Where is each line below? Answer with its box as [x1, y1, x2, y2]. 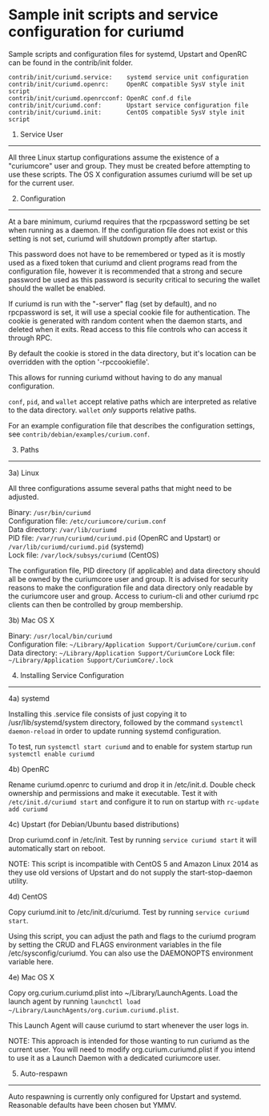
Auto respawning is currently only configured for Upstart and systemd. [8, 1091, 242, 1101]
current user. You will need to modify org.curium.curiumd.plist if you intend [8, 1045, 256, 1054]
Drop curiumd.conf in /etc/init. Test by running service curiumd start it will [8, 834, 258, 844]
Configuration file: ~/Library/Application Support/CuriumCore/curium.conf [8, 639, 256, 649]
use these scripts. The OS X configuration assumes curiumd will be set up [8, 169, 253, 179]
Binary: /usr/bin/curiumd [8, 507, 91, 517]
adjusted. [8, 492, 39, 501]
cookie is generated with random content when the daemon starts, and [8, 315, 243, 326]
